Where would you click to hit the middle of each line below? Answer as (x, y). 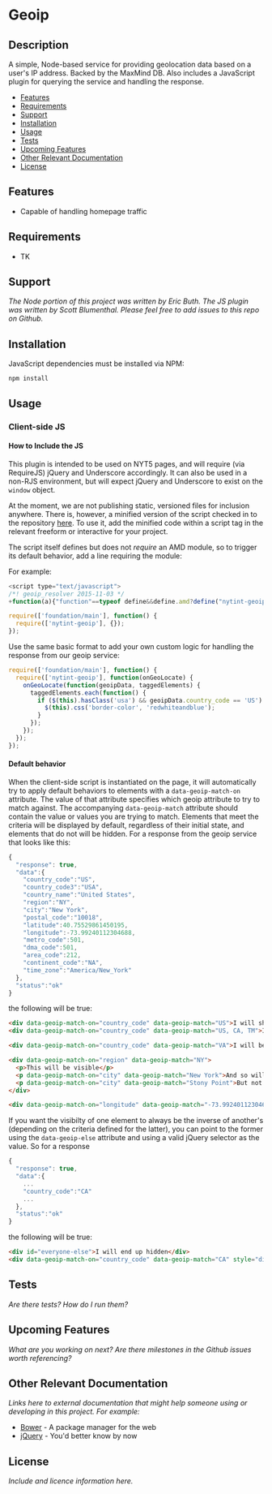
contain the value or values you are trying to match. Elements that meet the (134, 816)
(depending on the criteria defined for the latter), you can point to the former (136, 1129)
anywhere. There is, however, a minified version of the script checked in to (133, 514)
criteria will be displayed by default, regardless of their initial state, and (126, 824)
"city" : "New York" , (56, 910)
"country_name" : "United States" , (79, 895)
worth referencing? (40, 1358)
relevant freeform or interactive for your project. (88, 531)
